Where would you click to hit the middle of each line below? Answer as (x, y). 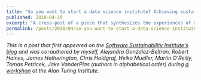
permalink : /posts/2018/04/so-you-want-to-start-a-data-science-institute (101, 28)
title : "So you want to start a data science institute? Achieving (92, 12)
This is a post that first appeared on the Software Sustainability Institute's (97, 45)
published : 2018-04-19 (34, 17)
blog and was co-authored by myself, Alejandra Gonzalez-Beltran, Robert (97, 52)
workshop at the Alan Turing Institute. (53, 71)
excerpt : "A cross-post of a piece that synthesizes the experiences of (99, 23)
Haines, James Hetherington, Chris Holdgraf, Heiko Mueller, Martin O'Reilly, (100, 58)
